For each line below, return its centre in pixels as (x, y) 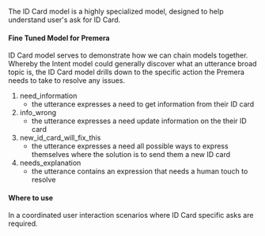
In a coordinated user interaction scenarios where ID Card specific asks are (131, 215)
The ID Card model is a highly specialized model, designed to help (116, 11)
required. (23, 223)
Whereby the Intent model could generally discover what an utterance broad (132, 64)
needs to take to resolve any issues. (66, 81)
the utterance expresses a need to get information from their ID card (143, 104)
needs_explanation (50, 163)
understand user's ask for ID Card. (64, 20)
